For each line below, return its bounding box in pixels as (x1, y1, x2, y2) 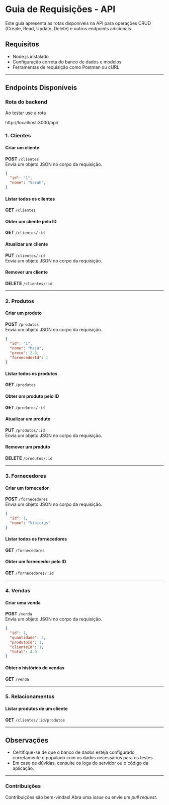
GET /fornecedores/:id (5, 570, 54, 576)
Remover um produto (5, 444, 50, 450)
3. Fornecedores (5, 472, 46, 479)
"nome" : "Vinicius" (10, 520, 51, 525)
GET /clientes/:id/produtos (5, 717, 65, 723)
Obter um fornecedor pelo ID (5, 559, 66, 565)
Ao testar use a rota (5, 110, 46, 116)
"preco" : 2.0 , (10, 350, 39, 355)
